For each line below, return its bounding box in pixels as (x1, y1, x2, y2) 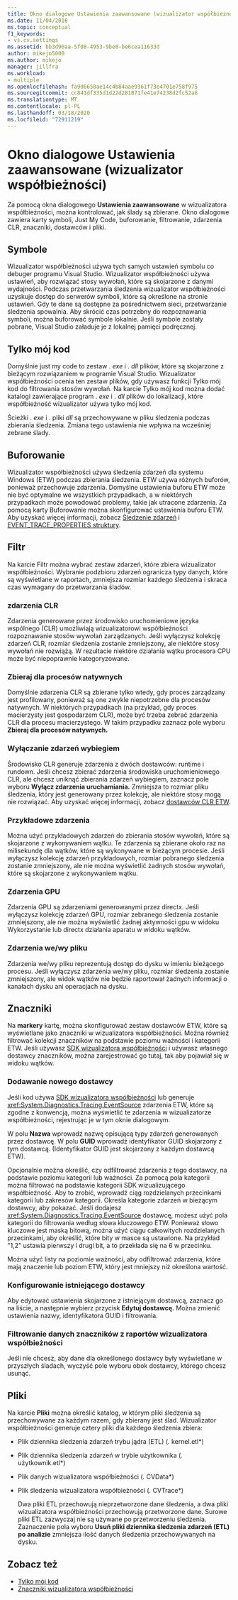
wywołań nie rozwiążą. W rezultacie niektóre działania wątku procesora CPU (7, 647, 231, 655)
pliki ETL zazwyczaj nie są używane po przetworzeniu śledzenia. (17, 1515, 207, 1523)
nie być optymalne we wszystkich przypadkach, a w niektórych (7, 491, 193, 499)
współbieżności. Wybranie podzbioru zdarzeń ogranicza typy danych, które (7, 567, 228, 576)
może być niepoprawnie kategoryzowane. (7, 654, 130, 663)
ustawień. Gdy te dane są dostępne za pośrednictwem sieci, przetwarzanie (7, 300, 227, 309)
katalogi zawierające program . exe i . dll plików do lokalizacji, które (7, 392, 203, 401)
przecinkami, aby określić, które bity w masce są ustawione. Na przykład (7, 1233, 220, 1242)
